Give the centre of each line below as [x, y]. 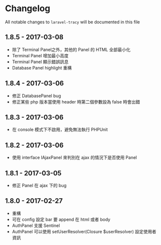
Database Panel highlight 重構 [42, 68]
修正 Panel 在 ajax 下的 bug [39, 185]
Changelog [28, 9]
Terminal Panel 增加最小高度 [40, 55]
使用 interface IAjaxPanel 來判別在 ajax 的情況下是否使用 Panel [74, 157]
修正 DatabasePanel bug [37, 96]
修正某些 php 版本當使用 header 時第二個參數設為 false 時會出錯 [76, 102]
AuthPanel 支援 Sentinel [36, 225]
